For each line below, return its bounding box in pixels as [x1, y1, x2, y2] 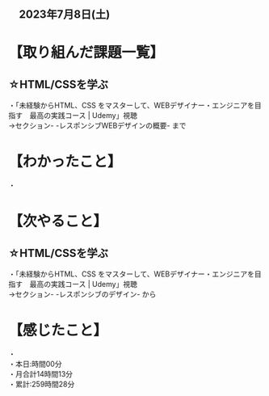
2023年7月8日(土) [19, 7, 111, 22]
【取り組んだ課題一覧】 [8, 43, 165, 61]
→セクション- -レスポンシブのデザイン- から [8, 289, 157, 299]
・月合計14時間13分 [8, 369, 74, 379]
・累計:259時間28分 [8, 379, 75, 390]
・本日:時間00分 [8, 359, 62, 369]
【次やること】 [8, 212, 108, 230]
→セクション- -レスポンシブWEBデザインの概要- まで [8, 120, 187, 131]
